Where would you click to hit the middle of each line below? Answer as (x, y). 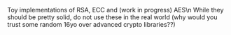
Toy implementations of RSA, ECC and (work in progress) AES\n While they (115, 10)
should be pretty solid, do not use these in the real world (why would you (112, 17)
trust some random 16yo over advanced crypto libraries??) (92, 24)
